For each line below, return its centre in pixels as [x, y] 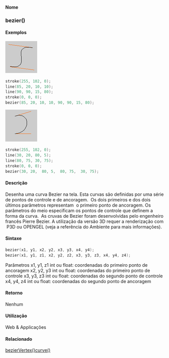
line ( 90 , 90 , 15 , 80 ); [29, 92]
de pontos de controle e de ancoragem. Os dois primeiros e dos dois [78, 199]
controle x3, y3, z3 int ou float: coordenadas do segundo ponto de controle [84, 276]
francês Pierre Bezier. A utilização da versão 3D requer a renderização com [84, 221]
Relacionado [19, 339]
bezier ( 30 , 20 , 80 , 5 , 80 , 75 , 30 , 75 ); [52, 171]
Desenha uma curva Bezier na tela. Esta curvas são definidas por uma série [84, 194]
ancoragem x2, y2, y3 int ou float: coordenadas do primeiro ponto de [78, 270]
